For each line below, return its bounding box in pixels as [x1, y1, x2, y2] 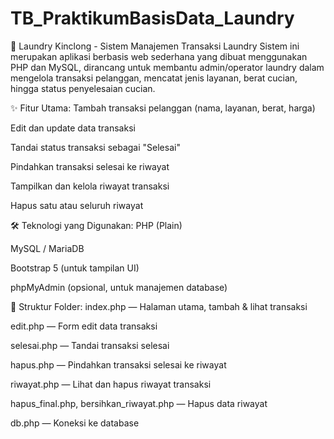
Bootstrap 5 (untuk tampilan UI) [10, 262, 140, 274]
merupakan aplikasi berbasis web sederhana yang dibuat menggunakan [10, 50, 308, 62]
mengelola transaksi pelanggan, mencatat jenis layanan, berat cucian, [10, 72, 298, 84]
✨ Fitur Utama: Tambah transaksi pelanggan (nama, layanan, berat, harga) [10, 102, 316, 114]
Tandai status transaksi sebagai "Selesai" [10, 141, 181, 153]
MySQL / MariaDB [10, 242, 85, 254]
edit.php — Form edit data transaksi [10, 320, 158, 332]
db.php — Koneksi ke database [10, 417, 140, 429]
